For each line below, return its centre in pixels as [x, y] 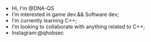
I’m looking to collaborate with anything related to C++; [78, 26]
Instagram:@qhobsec [38, 33]
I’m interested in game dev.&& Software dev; [65, 14]
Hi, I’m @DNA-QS [33, 8]
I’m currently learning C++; [44, 20]
